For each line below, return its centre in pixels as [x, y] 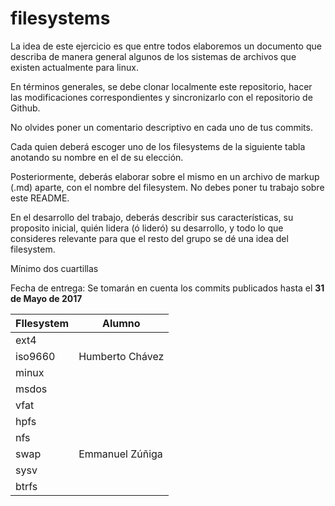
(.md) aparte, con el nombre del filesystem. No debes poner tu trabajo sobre [167, 187]
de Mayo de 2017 [46, 298]
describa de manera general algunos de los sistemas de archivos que [153, 56]
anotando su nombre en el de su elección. [97, 157]
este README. [40, 198]
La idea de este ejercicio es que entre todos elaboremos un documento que [166, 46]
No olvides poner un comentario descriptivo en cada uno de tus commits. [161, 127]
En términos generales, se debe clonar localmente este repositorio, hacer [161, 86]
